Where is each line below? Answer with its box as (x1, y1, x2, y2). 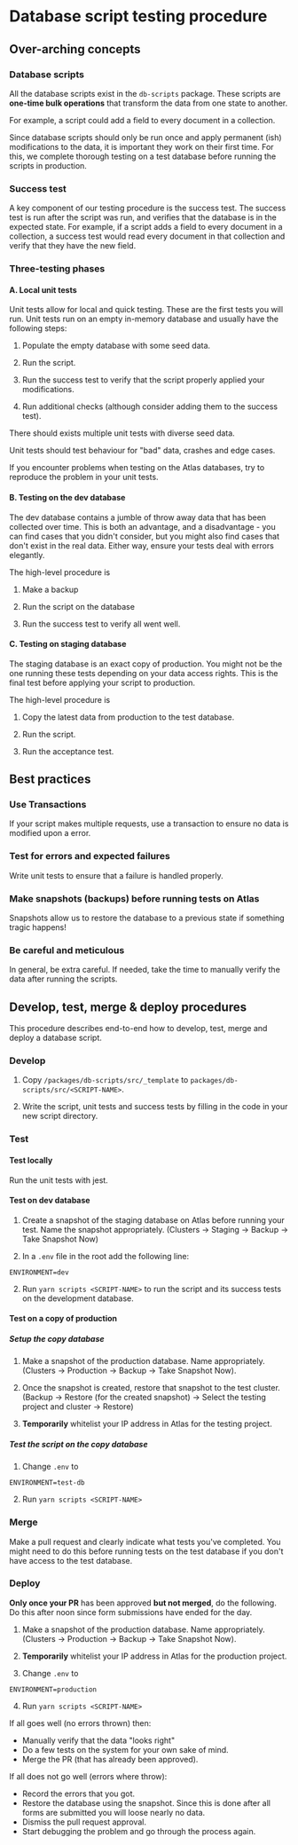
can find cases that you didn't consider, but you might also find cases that (9, 531, 280, 541)
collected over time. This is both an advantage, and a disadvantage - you (9, 521, 277, 532)
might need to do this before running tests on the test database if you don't (9, 1546, 284, 1557)
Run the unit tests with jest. (9, 1174, 108, 1186)
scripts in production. (9, 160, 87, 170)
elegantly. (9, 549, 45, 560)
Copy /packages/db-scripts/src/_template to (21, 1075, 189, 1085)
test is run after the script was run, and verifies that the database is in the (9, 212, 277, 223)
